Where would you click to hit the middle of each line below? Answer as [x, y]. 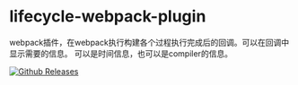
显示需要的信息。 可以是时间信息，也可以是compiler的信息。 [121, 53]
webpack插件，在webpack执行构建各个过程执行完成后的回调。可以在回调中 [149, 42]
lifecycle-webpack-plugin [108, 17]
